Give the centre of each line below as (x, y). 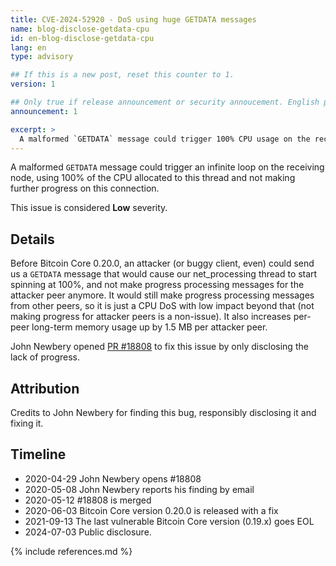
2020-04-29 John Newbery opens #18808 (113, 478)
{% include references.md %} (71, 551)
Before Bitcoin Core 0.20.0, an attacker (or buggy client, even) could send (162, 263)
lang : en (28, 47)
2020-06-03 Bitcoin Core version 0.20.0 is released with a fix (151, 510)
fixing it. (27, 423)
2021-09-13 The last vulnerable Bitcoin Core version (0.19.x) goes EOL (169, 521)
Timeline (38, 454)
